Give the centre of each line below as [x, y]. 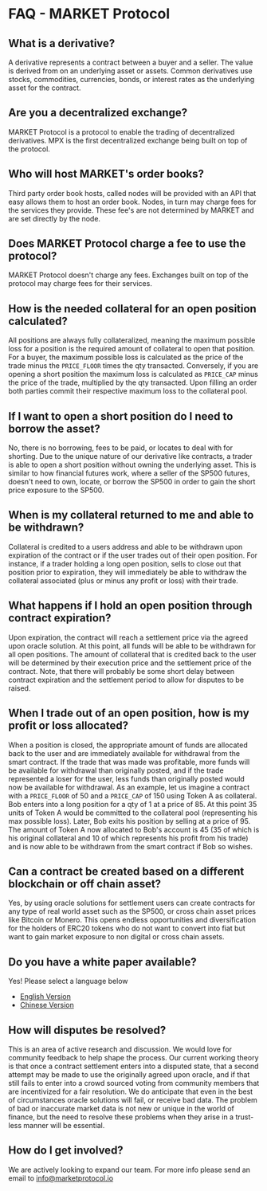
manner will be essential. [64, 1125]
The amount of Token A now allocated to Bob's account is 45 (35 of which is [134, 829]
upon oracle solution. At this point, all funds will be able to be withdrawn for [132, 645]
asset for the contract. [45, 88]
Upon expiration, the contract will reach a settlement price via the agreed [128, 637]
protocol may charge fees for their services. [80, 284]
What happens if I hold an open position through [130, 606]
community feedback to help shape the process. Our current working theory [133, 1057]
